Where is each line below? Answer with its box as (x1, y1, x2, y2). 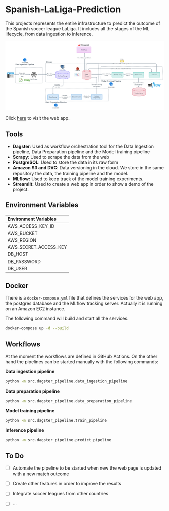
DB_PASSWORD (7, 258, 41, 264)
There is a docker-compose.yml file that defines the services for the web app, (5, 295, 164, 301)
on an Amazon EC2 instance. (5, 306, 66, 312)
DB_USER (7, 265, 27, 271)
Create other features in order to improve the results (12, 481, 121, 487)
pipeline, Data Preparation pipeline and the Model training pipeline (12, 148, 150, 155)
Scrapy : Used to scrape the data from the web (12, 154, 109, 160)
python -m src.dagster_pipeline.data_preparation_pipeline (5, 398, 132, 403)
